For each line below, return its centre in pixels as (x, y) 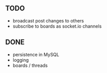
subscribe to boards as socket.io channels (57, 26)
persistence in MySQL (36, 54)
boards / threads (30, 65)
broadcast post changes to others (48, 20)
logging (21, 60)
